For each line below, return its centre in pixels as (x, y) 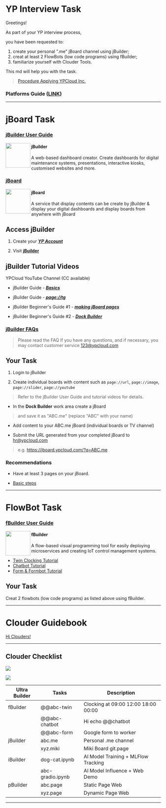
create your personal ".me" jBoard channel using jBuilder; (71, 51)
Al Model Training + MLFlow (116, 756)
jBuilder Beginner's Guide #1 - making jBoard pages (66, 307)
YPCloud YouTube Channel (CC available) (48, 278)
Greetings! (16, 23)
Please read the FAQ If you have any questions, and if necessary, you (88, 340)
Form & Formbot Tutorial (37, 571)
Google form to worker (110, 732)
